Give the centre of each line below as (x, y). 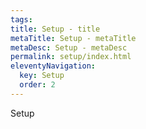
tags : (21, 19)
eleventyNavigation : (53, 66)
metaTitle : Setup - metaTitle (73, 38)
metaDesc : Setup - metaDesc (69, 47)
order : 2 (37, 85)
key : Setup (42, 76)
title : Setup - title (55, 29)
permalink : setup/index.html (71, 57)
